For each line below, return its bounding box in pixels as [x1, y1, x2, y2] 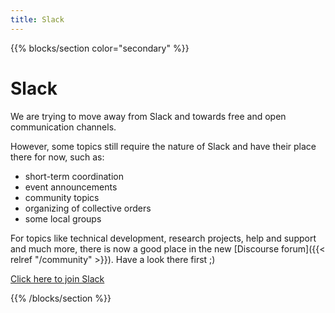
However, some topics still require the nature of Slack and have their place [10, 140, 317, 152]
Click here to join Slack [10, 272, 105, 285]
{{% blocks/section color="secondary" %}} [10, 42, 190, 54]
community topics [24, 191, 100, 203]
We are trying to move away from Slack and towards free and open [10, 110, 287, 122]
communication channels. [10, 121, 117, 133]
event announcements [24, 181, 118, 193]
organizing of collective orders [24, 202, 152, 214]
